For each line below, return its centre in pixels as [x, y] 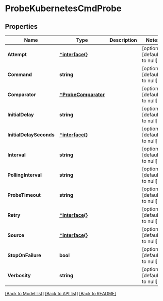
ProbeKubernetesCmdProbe [63, 9]
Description [123, 40]
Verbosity [19, 275]
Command [20, 75]
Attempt [17, 54]
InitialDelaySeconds [31, 135]
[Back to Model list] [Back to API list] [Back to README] [61, 293]
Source [16, 235]
